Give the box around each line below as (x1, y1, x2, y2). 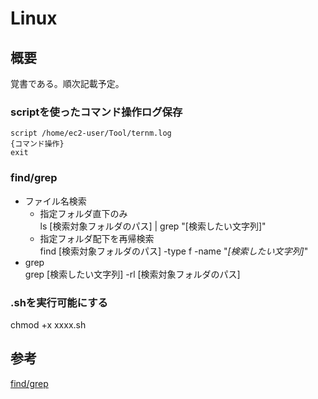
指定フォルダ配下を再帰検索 (39, 232, 155, 244)
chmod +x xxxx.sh (10, 318, 87, 331)
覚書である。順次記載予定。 (10, 78, 125, 89)
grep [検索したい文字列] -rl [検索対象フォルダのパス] (24, 268, 241, 280)
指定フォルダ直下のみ (39, 207, 128, 219)
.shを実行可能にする (10, 295, 108, 309)
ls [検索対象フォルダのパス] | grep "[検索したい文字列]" (39, 220, 267, 232)
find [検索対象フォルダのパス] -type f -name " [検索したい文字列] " (39, 245, 309, 257)
